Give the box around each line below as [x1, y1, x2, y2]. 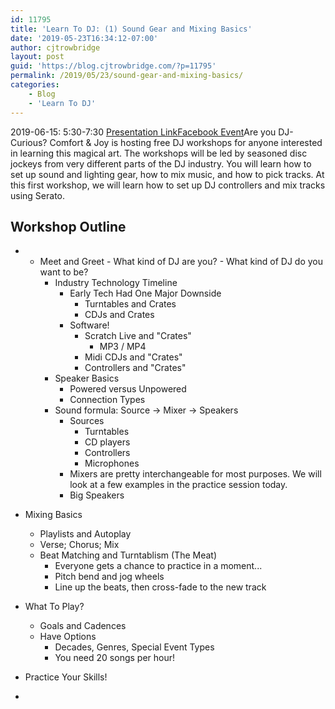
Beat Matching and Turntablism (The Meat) [39, 549, 217, 561]
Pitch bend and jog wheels [54, 571, 165, 583]
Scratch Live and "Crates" [84, 330, 192, 342]
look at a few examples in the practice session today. [69, 479, 288, 491]
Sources [69, 415, 105, 427]
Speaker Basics [54, 372, 120, 385]
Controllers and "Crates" [84, 362, 187, 374]
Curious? [10, 136, 48, 148]
